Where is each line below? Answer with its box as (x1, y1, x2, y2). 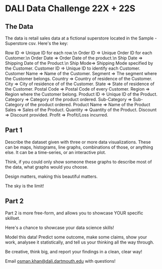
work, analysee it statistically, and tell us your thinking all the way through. (5, 239, 155, 245)
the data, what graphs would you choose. (5, 164, 89, 170)
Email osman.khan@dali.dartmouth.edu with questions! (5, 258, 116, 264)
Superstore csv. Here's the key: (5, 40, 68, 46)
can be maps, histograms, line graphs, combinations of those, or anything (5, 144, 153, 150)
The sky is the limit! (5, 183, 44, 189)
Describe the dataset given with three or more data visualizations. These (5, 139, 151, 145)
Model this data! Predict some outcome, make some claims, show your (5, 234, 147, 240)
